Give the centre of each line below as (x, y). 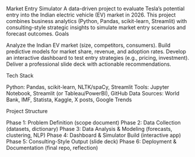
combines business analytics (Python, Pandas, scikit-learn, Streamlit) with (97, 21)
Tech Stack (20, 76)
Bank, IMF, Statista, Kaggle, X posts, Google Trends (69, 100)
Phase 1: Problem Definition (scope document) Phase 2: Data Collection (93, 123)
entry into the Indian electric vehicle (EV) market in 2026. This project (91, 15)
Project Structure (27, 111)
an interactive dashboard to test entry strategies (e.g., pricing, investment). (98, 58)
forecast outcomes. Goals (38, 34)
